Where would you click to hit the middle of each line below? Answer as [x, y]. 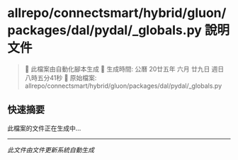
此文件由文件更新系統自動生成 [51, 149]
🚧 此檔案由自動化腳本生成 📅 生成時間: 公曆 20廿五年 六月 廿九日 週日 [124, 69]
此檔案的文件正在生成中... [44, 128]
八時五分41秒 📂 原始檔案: [61, 78]
